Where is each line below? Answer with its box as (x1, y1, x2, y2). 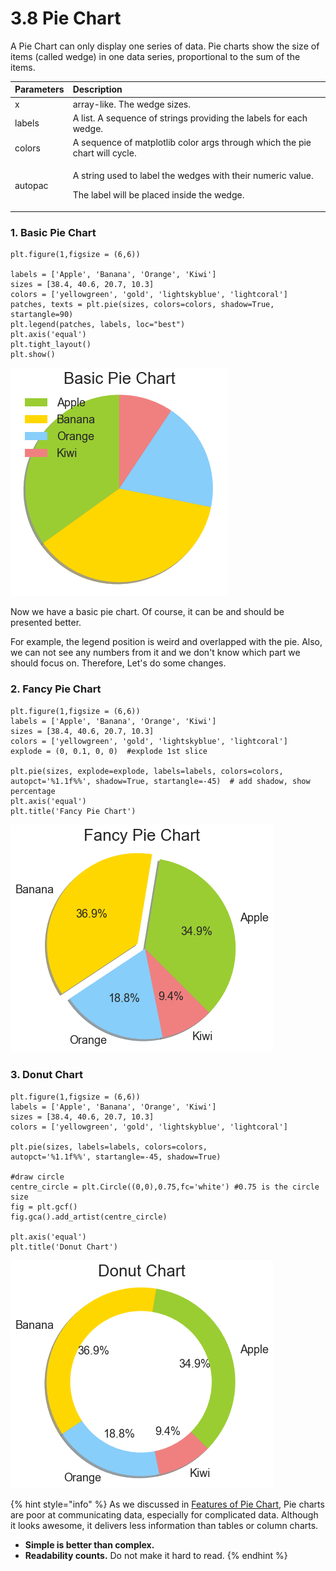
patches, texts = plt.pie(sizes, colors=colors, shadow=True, (10, 300, 275, 310)
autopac (14, 179, 49, 191)
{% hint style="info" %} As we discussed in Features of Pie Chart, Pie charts (10, 1498, 325, 1510)
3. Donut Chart (10, 1068, 83, 1082)
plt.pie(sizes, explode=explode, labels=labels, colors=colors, (10, 766, 284, 776)
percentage (10, 786, 56, 796)
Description (72, 83, 123, 96)
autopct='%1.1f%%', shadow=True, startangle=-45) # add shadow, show (10, 776, 311, 786)
